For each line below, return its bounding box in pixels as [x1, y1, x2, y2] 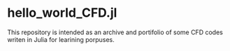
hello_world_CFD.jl [7, 5, 117, 21]
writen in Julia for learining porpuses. [7, 35, 115, 43]
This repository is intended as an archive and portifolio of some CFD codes [7, 28, 224, 36]
